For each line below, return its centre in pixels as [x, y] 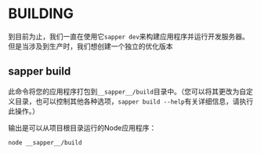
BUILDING [41, 14]
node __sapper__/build [45, 142]
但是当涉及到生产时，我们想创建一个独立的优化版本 [91, 46]
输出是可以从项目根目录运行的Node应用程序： [82, 127]
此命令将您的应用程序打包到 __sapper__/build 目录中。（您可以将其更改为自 [127, 91]
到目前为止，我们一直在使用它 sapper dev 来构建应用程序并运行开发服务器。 [129, 36]
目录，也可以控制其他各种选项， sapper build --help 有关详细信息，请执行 [134, 101]
